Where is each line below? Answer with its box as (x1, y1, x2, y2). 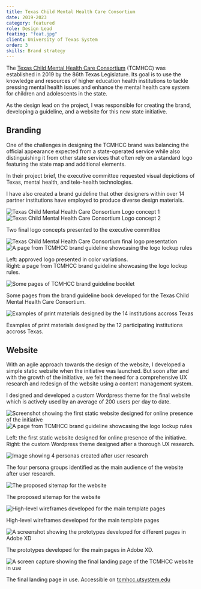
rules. (6, 268, 20, 276)
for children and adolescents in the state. (6, 89, 108, 97)
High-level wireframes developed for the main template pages (6, 517, 160, 524)
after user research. (6, 470, 55, 477)
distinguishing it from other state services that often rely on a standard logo (6, 154, 193, 161)
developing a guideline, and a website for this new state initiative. (6, 107, 168, 115)
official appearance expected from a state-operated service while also (6, 148, 181, 155)
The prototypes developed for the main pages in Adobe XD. (6, 546, 154, 554)
